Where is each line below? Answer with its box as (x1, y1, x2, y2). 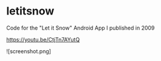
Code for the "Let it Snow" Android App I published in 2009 (6, 24, 155, 31)
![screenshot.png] (6, 47, 52, 55)
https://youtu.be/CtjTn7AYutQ (6, 36, 80, 43)
